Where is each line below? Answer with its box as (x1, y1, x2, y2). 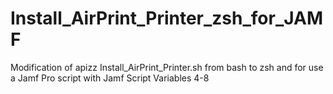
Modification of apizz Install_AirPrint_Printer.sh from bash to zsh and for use (10, 61, 324, 73)
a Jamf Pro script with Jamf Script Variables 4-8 (10, 72, 210, 84)
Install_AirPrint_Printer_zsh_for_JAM (10, 7, 324, 30)
